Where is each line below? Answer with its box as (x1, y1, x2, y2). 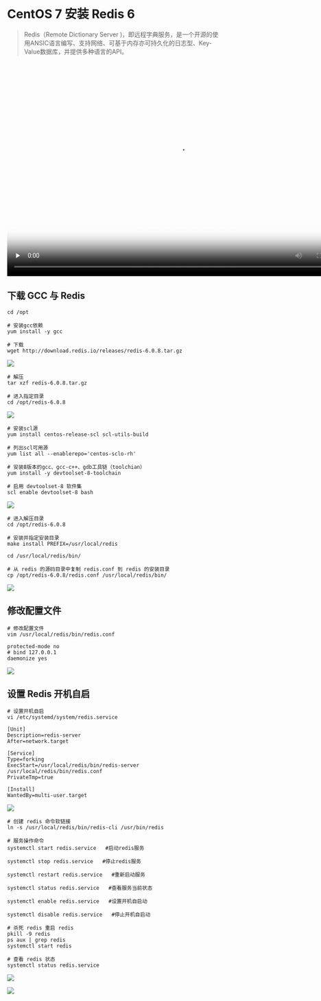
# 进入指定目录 (7, 393, 45, 400)
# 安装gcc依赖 (7, 322, 43, 329)
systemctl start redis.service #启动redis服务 (7, 845, 145, 852)
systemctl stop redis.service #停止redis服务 (7, 858, 142, 865)
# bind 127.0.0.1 (7, 649, 57, 656)
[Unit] (7, 726, 26, 733)
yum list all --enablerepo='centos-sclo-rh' (7, 450, 136, 457)
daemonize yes (7, 655, 48, 662)
